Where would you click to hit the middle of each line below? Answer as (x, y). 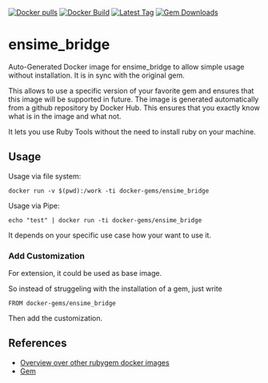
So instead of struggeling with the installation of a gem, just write (115, 289)
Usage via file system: (45, 176)
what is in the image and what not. (65, 116)
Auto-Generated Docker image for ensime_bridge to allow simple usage (126, 66)
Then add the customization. (56, 318)
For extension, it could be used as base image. (85, 273)
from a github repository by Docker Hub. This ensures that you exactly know (134, 107)
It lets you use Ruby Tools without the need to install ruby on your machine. (132, 131)
